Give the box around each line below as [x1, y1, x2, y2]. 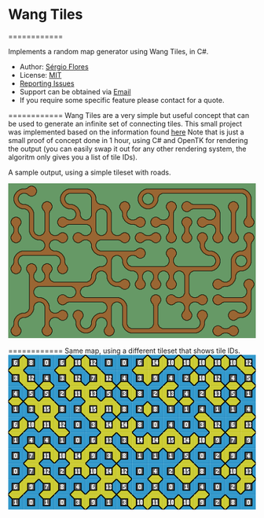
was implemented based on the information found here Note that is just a [8, 127, 245, 137]
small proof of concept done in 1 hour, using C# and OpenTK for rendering [8, 135, 248, 145]
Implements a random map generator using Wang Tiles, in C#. [8, 46, 209, 56]
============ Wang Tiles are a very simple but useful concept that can [8, 110, 250, 119]
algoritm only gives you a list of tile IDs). [8, 152, 137, 162]
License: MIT [19, 70, 62, 79]
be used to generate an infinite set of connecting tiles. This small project [8, 119, 242, 128]
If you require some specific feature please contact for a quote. [19, 95, 225, 105]
